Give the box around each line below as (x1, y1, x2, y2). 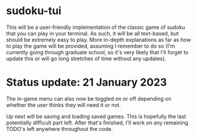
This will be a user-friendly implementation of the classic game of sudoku (6, 24, 185, 31)
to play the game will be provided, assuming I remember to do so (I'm (6, 42, 176, 50)
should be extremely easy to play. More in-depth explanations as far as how (6, 36, 191, 43)
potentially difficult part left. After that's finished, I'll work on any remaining (6, 119, 188, 126)
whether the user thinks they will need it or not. (6, 101, 121, 109)
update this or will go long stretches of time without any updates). (6, 55, 167, 62)
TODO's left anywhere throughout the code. (6, 125, 114, 132)
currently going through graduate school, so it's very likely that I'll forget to (6, 48, 189, 55)
